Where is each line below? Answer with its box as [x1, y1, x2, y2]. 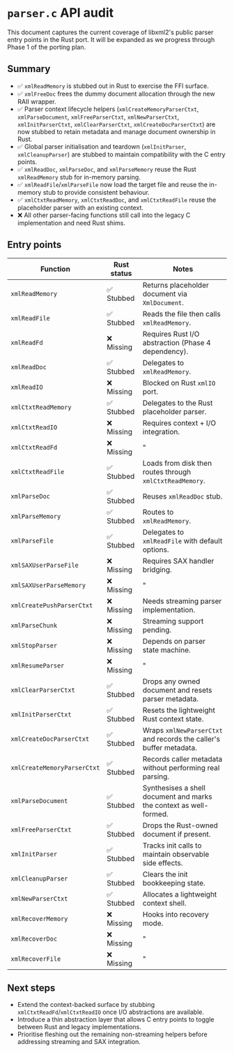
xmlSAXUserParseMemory [10, 581, 86, 589]
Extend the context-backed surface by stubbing [17, 1001, 155, 1009]
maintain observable [142, 849, 210, 859]
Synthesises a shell [142, 783, 205, 793]
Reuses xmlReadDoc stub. [142, 491, 223, 501]
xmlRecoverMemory [10, 915, 68, 922]
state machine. [142, 645, 191, 654]
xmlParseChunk [10, 621, 58, 629]
